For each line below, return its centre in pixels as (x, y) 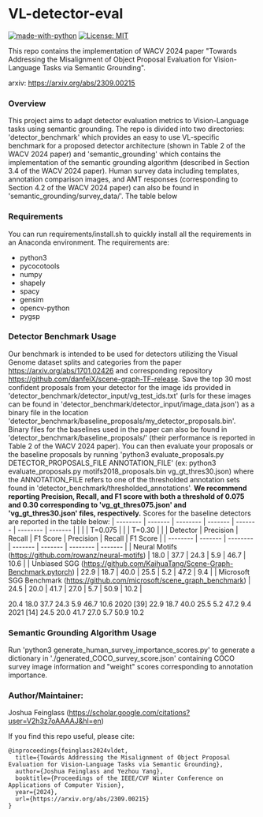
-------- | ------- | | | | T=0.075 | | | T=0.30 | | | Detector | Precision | (128, 530)
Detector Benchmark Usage (62, 336)
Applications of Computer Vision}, (67, 785)
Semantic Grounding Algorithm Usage (82, 632)
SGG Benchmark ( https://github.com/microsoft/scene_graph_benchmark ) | (130, 580)
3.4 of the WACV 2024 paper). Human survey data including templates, (124, 171)
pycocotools (40, 266)
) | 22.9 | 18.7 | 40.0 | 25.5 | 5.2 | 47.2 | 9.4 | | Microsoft (161, 572)
